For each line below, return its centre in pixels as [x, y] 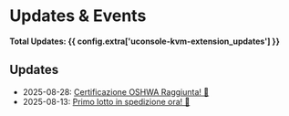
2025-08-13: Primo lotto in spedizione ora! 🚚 [106, 101]
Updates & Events [78, 16]
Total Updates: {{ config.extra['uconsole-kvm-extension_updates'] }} [144, 41]
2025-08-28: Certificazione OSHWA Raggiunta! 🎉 [116, 91]
